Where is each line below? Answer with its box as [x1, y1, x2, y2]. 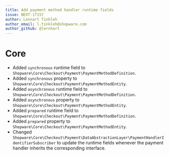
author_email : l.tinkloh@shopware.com [5, 21, 87, 27]
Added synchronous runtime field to [12, 65, 86, 71]
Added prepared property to [12, 118, 71, 124]
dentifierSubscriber [12, 141, 56, 146]
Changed [12, 129, 32, 135]
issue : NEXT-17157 [5, 12, 44, 17]
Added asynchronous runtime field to [12, 86, 88, 92]
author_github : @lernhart [5, 26, 60, 31]
